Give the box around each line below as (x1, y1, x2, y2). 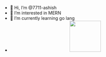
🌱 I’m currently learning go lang (9, 15, 75, 21)
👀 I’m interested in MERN (9, 10, 61, 16)
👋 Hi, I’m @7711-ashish (9, 5, 57, 10)
